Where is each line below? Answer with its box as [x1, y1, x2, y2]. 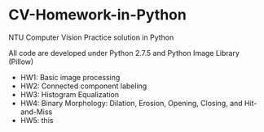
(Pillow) [8, 57, 34, 66]
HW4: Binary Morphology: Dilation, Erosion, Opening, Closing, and [20, 98, 243, 108]
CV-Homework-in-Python [8, 6, 187, 24]
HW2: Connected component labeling [20, 81, 147, 91]
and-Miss [20, 107, 53, 117]
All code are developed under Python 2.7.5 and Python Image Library [8, 48, 240, 57]
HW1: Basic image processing [20, 72, 121, 82]
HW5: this [20, 115, 54, 125]
